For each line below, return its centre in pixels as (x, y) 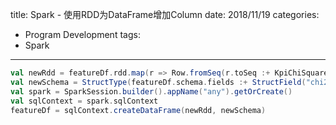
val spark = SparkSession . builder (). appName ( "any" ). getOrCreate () (151, 91)
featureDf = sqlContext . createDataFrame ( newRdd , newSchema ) (138, 110)
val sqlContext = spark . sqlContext (84, 101)
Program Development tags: (82, 34)
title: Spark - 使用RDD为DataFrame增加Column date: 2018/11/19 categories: (165, 14)
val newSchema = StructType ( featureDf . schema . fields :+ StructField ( (158, 82)
